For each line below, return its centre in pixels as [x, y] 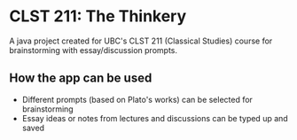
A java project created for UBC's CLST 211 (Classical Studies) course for [141, 41]
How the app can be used [81, 78]
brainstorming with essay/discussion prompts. [94, 50]
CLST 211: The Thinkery [98, 16]
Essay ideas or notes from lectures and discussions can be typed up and [155, 118]
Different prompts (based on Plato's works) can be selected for [137, 99]
